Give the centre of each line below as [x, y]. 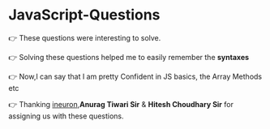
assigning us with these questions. [66, 116]
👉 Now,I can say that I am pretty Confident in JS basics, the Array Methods [135, 76]
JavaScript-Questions [84, 15]
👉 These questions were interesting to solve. [85, 37]
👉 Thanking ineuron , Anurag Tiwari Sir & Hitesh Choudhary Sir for [121, 104]
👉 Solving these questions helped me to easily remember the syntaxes [129, 57]
